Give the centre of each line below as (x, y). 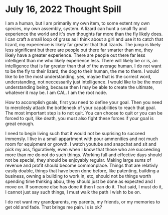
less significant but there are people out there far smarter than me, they (79, 50)
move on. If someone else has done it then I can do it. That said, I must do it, (84, 186)
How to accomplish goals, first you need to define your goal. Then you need (84, 102)
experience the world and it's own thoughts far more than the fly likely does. (84, 34)
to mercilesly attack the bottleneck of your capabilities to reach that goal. (81, 107)
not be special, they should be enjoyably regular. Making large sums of (78, 160)
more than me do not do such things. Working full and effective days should (83, 155)
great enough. (20, 124)
